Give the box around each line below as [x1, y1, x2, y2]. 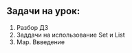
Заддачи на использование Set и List [16, 31, 125, 39]
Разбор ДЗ [16, 23, 49, 31]
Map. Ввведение [16, 37, 65, 46]
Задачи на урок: [6, 5, 80, 17]
